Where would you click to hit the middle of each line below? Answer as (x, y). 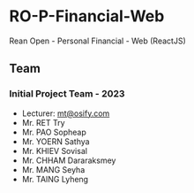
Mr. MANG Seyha (53, 169)
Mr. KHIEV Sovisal (55, 151)
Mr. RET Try (43, 122)
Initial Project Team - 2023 (67, 94)
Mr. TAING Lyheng (55, 179)
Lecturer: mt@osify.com (66, 113)
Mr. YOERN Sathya (56, 141)
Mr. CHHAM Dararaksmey (69, 160)
